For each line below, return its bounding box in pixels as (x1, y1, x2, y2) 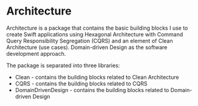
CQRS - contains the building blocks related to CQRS (15, 80, 148, 87)
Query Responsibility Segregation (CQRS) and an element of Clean (6, 37, 173, 44)
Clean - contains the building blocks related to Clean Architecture (15, 73, 179, 81)
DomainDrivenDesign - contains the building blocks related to (15, 86, 169, 93)
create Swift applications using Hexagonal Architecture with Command (6, 30, 183, 38)
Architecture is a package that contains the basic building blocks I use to (6, 24, 188, 31)
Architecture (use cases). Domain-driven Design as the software (6, 44, 168, 51)
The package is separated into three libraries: (6, 62, 120, 69)
